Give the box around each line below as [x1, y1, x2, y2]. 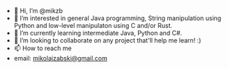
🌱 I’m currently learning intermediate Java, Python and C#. [13, 29, 183, 37]
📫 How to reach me [13, 44, 72, 52]
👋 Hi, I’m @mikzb [13, 7, 63, 15]
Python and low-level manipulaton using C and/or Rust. [13, 22, 173, 29]
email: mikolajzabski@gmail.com [13, 54, 108, 62]
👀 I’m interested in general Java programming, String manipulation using [13, 14, 222, 22]
